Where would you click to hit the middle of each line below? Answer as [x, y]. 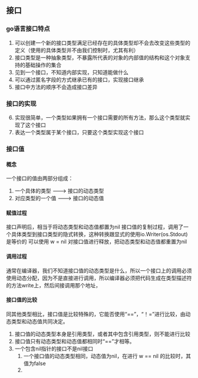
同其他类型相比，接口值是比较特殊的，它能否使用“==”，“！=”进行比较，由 [96, 314]
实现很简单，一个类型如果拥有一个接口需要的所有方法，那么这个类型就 [100, 117]
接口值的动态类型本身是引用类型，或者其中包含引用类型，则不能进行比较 [102, 334]
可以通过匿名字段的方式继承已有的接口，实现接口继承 [79, 79]
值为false [34, 363]
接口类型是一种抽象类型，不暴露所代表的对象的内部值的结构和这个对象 [100, 57]
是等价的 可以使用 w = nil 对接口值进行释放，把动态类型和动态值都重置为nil [97, 242]
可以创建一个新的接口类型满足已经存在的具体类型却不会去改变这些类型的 [102, 42]
